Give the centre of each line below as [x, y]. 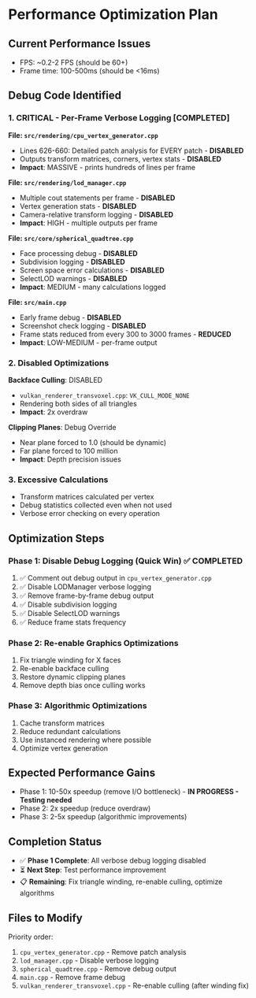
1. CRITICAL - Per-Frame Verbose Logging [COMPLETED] [119, 118]
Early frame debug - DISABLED [70, 317]
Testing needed [46, 800]
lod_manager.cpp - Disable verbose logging [89, 960]
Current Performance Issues [80, 44]
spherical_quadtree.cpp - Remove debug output [98, 969]
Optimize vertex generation [64, 748]
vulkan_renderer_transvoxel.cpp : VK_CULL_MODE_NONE [105, 395]
